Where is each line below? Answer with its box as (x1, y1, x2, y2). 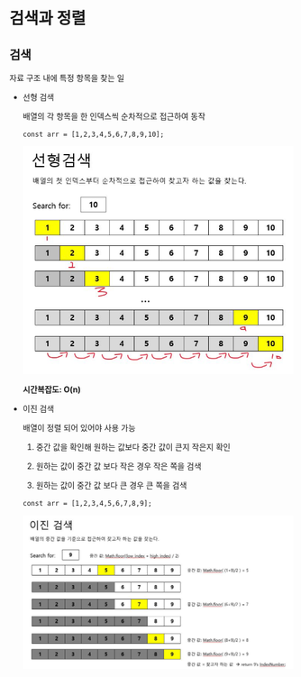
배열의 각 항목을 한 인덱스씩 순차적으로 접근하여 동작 (22, 111, 205, 122)
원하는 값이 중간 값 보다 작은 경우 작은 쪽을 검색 (35, 461, 202, 471)
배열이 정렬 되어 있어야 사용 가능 (22, 423, 136, 434)
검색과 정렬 (9, 8, 87, 29)
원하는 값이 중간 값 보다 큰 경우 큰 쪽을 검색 (35, 480, 187, 491)
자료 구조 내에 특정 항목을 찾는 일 (9, 73, 124, 83)
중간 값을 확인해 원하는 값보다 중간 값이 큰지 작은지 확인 (35, 442, 232, 453)
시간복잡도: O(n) (22, 384, 81, 395)
